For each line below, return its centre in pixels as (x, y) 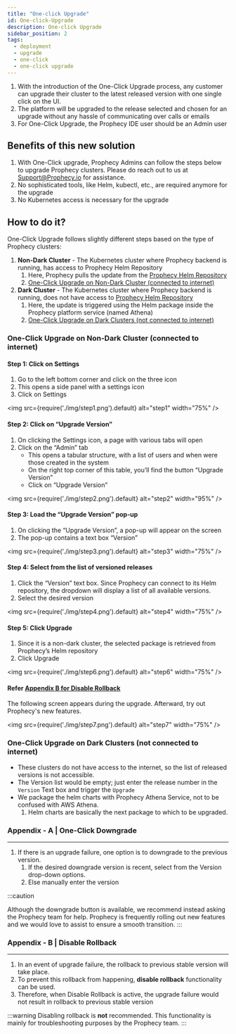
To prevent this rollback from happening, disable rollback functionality (120, 980)
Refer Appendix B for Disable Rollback (64, 688)
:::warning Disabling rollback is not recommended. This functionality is (110, 1016)
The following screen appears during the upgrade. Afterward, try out (106, 704)
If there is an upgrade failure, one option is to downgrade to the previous (123, 852)
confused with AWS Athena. (58, 805)
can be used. (37, 987)
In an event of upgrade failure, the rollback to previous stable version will (123, 964)
